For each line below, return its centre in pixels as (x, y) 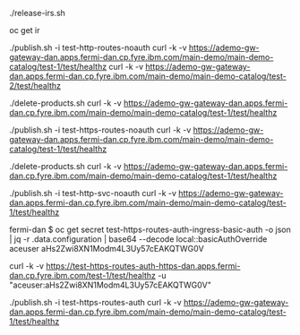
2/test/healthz (35, 86)
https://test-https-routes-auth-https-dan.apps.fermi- (143, 266)
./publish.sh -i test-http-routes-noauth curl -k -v (98, 47)
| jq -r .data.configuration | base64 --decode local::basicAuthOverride (138, 239)
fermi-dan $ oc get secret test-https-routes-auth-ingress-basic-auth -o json (150, 229)
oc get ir (25, 30)
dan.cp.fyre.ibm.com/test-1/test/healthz (83, 275)
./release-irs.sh (37, 13)
